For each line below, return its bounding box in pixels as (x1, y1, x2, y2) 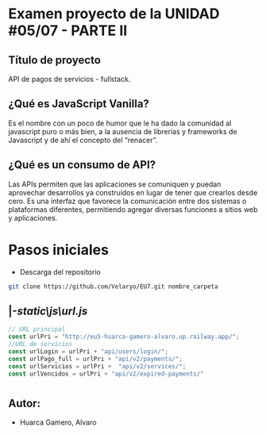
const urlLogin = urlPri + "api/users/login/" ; (8, 347, 169, 356)
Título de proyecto (8, 53, 102, 67)
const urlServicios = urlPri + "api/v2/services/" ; (8, 362, 187, 370)
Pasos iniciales (8, 241, 110, 259)
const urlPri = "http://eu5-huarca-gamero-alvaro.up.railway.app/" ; (8, 333, 240, 341)
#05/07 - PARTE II (8, 21, 128, 40)
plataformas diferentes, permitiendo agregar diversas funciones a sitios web (8, 204, 258, 214)
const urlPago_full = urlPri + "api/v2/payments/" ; (8, 355, 183, 363)
